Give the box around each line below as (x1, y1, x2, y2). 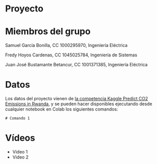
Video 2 (12, 154, 29, 160)
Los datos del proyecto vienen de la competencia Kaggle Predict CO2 (5, 96, 148, 102)
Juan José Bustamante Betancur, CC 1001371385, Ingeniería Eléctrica (5, 62, 148, 68)
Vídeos (5, 133, 35, 144)
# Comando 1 (5, 116, 30, 121)
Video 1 (12, 149, 28, 155)
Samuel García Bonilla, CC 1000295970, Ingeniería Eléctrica (5, 42, 128, 48)
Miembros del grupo (5, 26, 91, 37)
